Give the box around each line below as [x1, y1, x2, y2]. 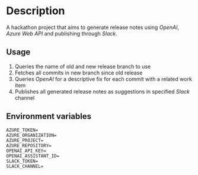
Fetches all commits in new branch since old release [14, 69, 143, 76]
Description [6, 4, 65, 18]
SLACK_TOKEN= [6, 158, 39, 164]
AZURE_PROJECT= [6, 137, 44, 143]
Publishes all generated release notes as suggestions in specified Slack [14, 87, 190, 95]
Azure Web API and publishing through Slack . [6, 30, 117, 37]
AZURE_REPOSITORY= [6, 142, 52, 148]
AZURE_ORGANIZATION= [6, 132, 58, 138]
